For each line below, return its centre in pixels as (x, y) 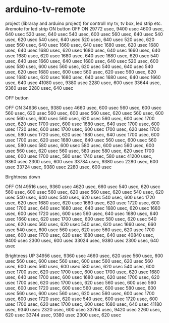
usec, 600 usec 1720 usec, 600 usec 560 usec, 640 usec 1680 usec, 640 (82, 213)
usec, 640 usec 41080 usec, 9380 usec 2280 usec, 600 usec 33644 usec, (83, 83)
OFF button (17, 98)
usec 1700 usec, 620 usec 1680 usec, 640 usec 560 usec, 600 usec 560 (81, 140)
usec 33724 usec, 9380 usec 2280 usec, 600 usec (59, 167)
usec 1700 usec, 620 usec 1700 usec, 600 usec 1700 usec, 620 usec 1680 (82, 272)
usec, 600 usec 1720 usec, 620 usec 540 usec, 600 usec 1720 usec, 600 (81, 299)
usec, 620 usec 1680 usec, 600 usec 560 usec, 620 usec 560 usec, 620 (81, 71)
